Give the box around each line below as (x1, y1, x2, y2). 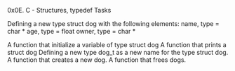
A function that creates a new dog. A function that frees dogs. (7, 56, 187, 64)
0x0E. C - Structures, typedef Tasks (7, 6, 112, 14)
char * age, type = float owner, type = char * (7, 27, 136, 35)
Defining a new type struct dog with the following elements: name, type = (7, 20, 220, 27)
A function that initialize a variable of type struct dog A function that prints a (7, 41, 227, 49)
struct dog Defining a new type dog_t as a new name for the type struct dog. (7, 49, 229, 56)
